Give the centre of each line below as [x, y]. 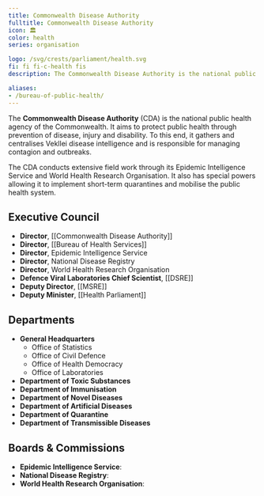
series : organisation [44, 45]
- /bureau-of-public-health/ [56, 96]
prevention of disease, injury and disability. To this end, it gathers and [121, 134]
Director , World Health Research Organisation [94, 270]
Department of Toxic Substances [75, 381]
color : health [32, 38]
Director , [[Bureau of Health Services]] [83, 244]
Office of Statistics [62, 347]
